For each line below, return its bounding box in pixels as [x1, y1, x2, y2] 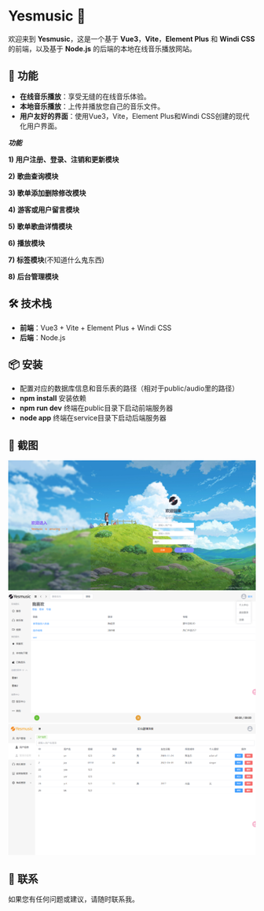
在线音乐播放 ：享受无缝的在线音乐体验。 [19, 91, 151, 101]
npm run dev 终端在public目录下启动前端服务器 [19, 403, 174, 413]
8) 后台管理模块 [8, 272, 59, 281]
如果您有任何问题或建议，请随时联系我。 [8, 894, 139, 904]
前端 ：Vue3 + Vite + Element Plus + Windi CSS [19, 323, 172, 332]
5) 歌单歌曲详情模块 [8, 221, 72, 231]
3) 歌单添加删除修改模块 [8, 188, 86, 198]
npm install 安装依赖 [19, 394, 86, 403]
